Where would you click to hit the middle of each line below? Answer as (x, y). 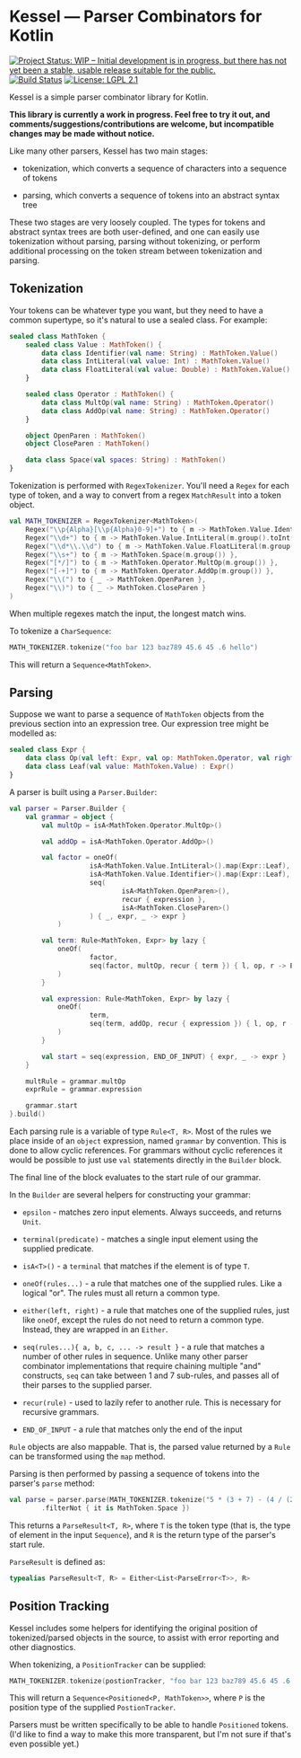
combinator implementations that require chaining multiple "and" (142, 1366)
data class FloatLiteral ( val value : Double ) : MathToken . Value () (166, 370)
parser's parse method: (52, 1483)
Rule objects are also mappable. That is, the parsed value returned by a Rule (150, 1447)
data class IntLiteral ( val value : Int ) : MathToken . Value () (156, 361)
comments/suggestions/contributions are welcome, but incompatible (142, 124)
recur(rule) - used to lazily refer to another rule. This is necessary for (152, 1402)
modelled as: (33, 733)
